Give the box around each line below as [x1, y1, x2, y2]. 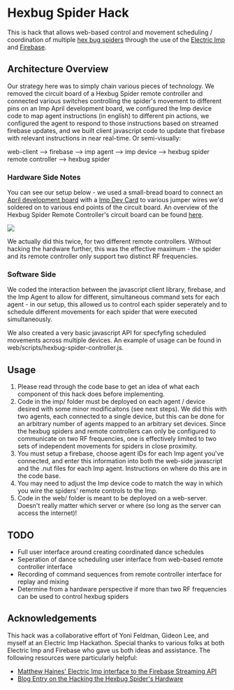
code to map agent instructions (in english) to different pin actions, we [7, 111, 210, 120]
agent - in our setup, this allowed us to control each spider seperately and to [7, 300, 228, 309]
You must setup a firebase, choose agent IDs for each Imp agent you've [17, 449, 224, 458]
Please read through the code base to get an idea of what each [17, 383, 200, 391]
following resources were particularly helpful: [7, 653, 138, 662]
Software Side [7, 269, 57, 279]
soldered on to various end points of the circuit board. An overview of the [7, 203, 219, 211]
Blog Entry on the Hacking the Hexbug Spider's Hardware [17, 674, 184, 683]
